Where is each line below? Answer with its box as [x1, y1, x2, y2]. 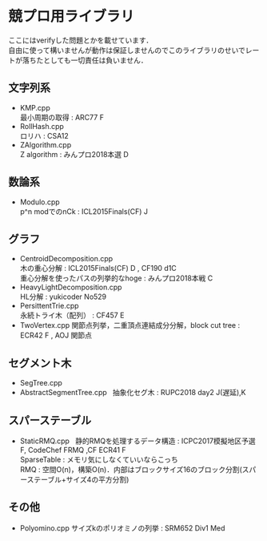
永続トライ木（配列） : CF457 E [19, 310, 125, 321]
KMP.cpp [19, 103, 50, 112]
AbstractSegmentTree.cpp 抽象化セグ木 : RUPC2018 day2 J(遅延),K [19, 388, 246, 398]
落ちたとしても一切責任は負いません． [22, 55, 148, 65]
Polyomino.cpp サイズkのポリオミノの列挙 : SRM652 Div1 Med [19, 523, 225, 533]
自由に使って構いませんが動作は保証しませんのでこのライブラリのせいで [8, 45, 246, 55]
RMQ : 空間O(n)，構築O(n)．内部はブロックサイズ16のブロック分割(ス [19, 465, 249, 474]
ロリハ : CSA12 [19, 131, 70, 140]
